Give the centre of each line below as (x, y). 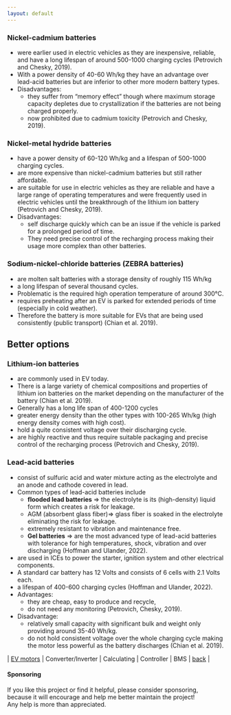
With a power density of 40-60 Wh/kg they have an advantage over (113, 74)
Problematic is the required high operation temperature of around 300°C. (120, 294)
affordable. (33, 180)
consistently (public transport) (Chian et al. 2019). (87, 322)
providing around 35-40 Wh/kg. (73, 630)
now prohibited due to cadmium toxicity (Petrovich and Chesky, (117, 118)
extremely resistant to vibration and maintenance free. (104, 528)
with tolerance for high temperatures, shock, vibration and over (117, 543)
